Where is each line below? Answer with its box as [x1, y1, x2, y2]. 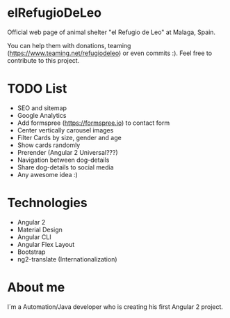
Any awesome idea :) [17, 170, 78, 179]
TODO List [7, 81, 67, 97]
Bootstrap [17, 248, 46, 256]
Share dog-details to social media [17, 162, 114, 172]
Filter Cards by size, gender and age [17, 133, 122, 142]
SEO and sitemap [17, 103, 67, 112]
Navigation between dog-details [17, 156, 110, 164]
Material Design [17, 225, 63, 234]
